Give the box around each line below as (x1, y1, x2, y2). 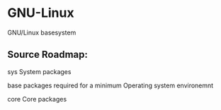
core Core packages (7, 94, 67, 103)
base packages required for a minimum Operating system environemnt (7, 81, 214, 90)
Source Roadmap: (7, 49, 89, 61)
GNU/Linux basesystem (7, 28, 76, 37)
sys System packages (7, 67, 72, 75)
